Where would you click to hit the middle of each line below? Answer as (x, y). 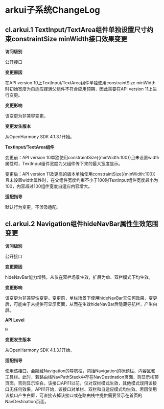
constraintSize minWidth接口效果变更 (69, 39)
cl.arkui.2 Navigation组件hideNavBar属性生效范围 (82, 224)
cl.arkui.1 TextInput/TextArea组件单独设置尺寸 (76, 30)
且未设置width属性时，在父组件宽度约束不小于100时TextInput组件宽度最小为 (82, 180)
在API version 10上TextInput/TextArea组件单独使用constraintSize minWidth (80, 83)
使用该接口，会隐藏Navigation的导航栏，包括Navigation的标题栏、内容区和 (80, 371)
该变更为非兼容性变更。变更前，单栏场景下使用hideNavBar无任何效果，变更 (81, 298)
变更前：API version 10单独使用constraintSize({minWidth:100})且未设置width (82, 157)
